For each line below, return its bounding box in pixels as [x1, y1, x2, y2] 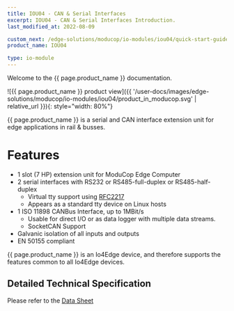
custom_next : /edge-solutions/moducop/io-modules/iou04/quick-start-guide [7, 35, 229, 42]
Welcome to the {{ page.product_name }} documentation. [7, 74, 173, 82]
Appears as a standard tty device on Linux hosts [27, 200, 167, 208]
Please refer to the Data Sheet [7, 296, 94, 305]
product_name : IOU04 [7, 42, 68, 49]
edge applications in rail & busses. [7, 123, 106, 131]
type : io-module [7, 55, 54, 62]
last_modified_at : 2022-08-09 [7, 23, 95, 30]
